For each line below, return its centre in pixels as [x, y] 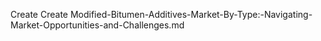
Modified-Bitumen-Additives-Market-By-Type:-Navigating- [191, 14]
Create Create [39, 14]
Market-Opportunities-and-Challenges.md [97, 25]
